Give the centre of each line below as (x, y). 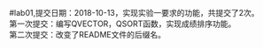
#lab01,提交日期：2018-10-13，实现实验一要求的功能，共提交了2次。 (134, 13)
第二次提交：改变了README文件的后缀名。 (88, 34)
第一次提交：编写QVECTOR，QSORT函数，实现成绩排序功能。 (123, 24)
